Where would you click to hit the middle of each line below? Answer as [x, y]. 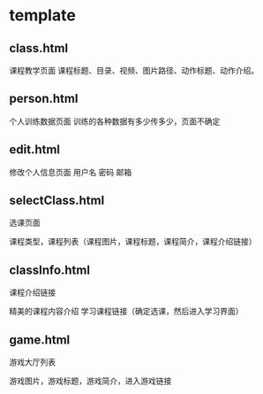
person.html [44, 99]
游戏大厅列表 [32, 362]
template [43, 15]
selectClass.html [57, 201]
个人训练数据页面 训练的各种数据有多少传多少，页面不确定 [115, 121]
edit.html [34, 150]
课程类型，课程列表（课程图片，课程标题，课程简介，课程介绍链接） [133, 242]
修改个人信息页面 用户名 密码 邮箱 [71, 172]
